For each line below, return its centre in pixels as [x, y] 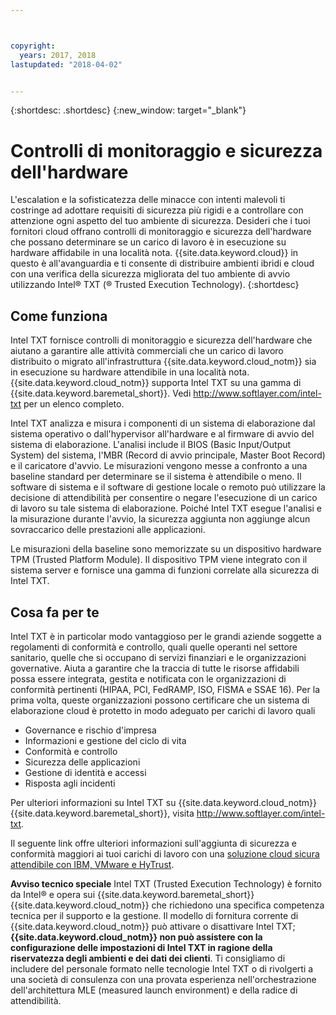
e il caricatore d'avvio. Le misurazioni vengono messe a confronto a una [159, 466]
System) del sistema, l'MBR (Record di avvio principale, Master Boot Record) [168, 455]
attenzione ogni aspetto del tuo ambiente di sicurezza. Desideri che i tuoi [160, 221]
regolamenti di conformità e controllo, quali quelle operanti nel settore [154, 647]
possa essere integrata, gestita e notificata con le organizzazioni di [148, 678]
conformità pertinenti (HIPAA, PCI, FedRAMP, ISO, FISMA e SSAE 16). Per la [165, 689]
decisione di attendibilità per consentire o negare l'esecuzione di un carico [164, 498]
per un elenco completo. [74, 404]
